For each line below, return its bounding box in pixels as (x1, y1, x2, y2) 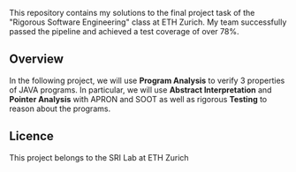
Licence (9, 129, 55, 144)
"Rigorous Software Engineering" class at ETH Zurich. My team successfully (9, 17, 287, 27)
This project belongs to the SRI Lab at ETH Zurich (9, 152, 189, 162)
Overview (9, 52, 65, 67)
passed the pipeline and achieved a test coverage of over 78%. (9, 26, 239, 36)
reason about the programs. (9, 103, 111, 114)
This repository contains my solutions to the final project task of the (9, 8, 255, 18)
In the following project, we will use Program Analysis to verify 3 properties (9, 75, 285, 86)
